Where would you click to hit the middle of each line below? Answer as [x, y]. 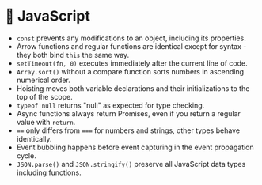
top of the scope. [45, 96]
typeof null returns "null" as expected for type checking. [110, 105]
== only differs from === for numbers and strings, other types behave [128, 130]
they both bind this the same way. [73, 55]
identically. [34, 138]
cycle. [26, 155]
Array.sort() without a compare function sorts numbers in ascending [130, 71]
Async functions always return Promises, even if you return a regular [128, 113]
